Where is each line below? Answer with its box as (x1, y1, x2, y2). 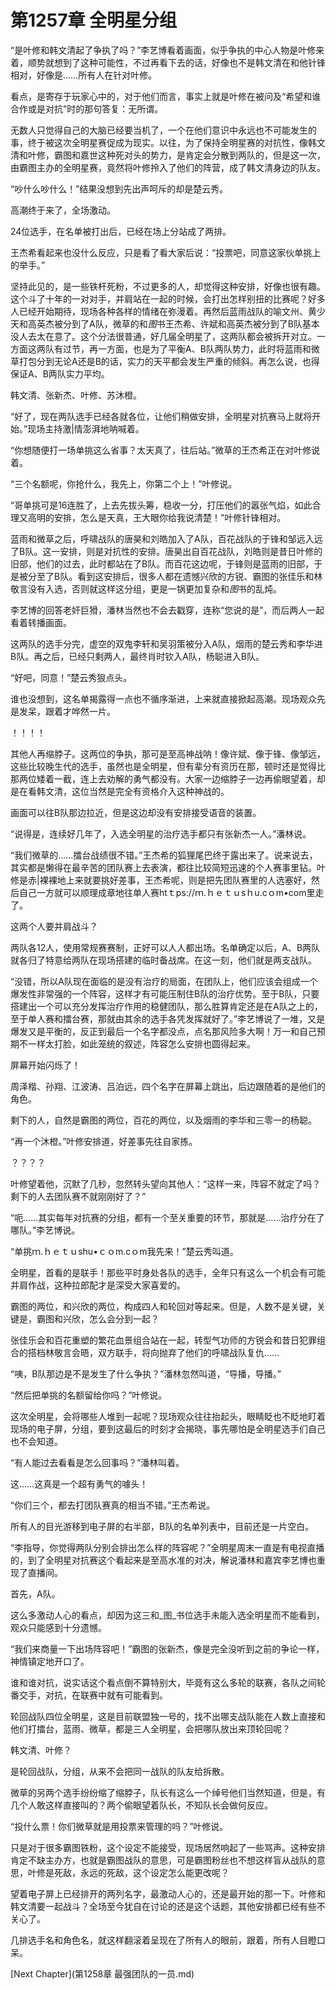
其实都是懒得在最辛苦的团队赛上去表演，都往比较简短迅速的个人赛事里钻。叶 (10, 861, 326, 873)
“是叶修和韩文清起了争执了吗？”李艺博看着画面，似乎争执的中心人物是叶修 (10, 44, 317, 56)
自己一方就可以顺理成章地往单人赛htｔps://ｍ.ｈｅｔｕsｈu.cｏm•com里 (18, 886, 316, 898)
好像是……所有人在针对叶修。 (36, 69, 158, 81)
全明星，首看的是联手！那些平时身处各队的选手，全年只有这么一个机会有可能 (10, 1266, 326, 1278)
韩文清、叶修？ (10, 1744, 72, 1756)
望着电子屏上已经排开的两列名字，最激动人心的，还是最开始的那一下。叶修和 (10, 1887, 326, 1900)
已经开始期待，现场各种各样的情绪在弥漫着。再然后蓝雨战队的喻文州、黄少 (18, 305, 326, 317)
